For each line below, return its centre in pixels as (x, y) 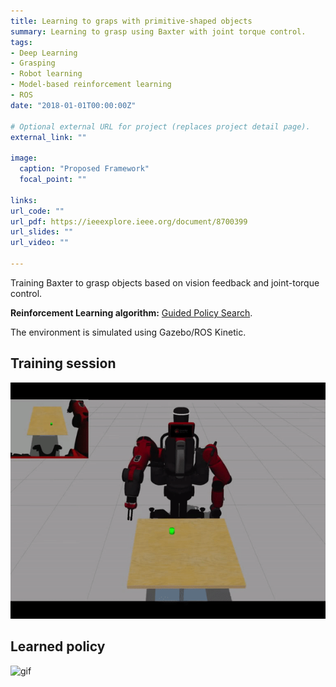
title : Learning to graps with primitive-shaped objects (131, 21)
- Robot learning (46, 74)
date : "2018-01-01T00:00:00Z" (73, 105)
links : (24, 200)
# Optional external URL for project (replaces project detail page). (160, 126)
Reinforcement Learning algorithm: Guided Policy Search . (131, 312)
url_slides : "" (42, 232)
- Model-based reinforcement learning (91, 85)
